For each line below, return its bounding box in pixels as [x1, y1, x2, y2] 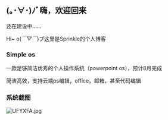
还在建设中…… [6, 23, 42, 30]
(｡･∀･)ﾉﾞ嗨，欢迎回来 [6, 5, 87, 16]
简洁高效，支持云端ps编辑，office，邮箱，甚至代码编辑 [6, 77, 141, 84]
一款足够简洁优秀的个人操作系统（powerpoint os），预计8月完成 [6, 65, 163, 72]
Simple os [6, 50, 36, 58]
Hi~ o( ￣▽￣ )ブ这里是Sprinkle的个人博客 [6, 35, 106, 42]
